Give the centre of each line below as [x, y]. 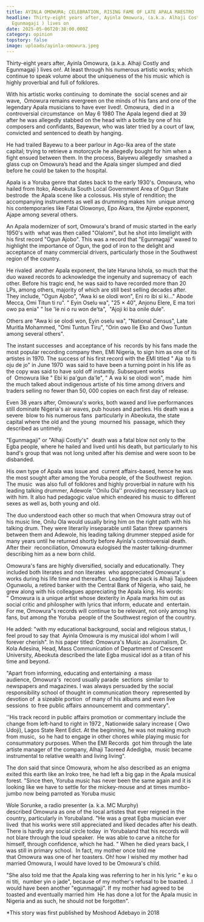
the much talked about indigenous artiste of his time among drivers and [96, 384]
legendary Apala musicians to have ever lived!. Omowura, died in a [90, 107]
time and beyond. [28, 661]
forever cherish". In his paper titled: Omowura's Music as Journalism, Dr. [97, 642]
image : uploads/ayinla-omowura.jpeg [53, 46]
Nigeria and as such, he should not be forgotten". [68, 901]
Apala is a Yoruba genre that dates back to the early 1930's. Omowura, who [101, 182]
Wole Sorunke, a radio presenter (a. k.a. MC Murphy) [72, 805]
